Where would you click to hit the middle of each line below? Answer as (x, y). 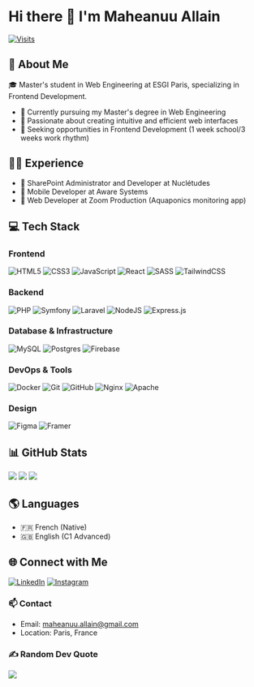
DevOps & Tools (41, 370)
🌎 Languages (44, 503)
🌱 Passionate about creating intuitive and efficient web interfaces (129, 120)
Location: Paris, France (59, 633)
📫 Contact (30, 603)
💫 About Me (39, 64)
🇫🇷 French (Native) (54, 527)
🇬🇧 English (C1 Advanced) (65, 537)
